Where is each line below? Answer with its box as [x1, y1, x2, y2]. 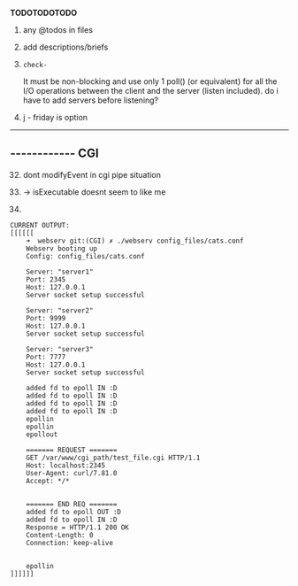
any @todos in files [22, 25, 94, 35]
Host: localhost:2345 [26, 460, 105, 470]
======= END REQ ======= [26, 499, 118, 508]
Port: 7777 [26, 352, 66, 361]
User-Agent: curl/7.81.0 [26, 468, 118, 477]
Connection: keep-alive [26, 538, 114, 547]
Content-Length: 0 [26, 530, 94, 539]
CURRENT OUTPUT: [10, 220, 70, 229]
